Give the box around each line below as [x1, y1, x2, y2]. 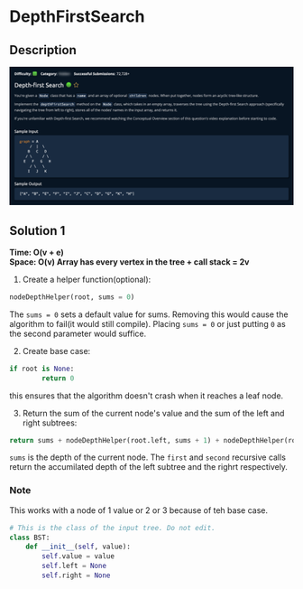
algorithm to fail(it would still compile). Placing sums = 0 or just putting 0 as [9, 318, 286, 329]
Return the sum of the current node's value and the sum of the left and [22, 407, 285, 418]
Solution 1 [9, 223, 66, 238]
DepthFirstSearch [9, 6, 145, 27]
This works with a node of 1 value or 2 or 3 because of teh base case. [9, 504, 269, 516]
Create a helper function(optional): [22, 274, 151, 285]
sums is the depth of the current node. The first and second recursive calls [9, 452, 287, 463]
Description [9, 42, 77, 58]
